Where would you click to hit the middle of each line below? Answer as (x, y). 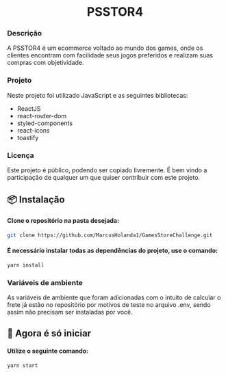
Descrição (25, 33)
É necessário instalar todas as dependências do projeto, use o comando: (112, 251)
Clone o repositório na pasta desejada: (63, 221)
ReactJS (29, 108)
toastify (28, 137)
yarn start (23, 365)
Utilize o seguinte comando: (48, 351)
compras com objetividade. (46, 63)
